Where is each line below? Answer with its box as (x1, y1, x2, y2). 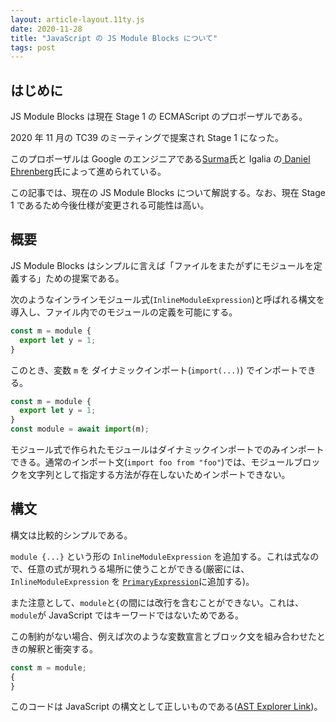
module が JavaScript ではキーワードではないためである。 (10, 609, 244, 621)
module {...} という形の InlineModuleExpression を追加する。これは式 (10, 550, 302, 562)
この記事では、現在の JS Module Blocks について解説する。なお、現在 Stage (10, 187, 326, 199)
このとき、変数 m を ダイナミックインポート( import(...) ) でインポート (10, 364, 299, 376)
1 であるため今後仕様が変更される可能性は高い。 (10, 199, 210, 211)
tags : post (10, 42, 56, 53)
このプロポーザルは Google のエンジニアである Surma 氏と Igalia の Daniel (10, 153, 311, 165)
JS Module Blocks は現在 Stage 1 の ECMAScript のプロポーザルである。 (10, 111, 308, 123)
